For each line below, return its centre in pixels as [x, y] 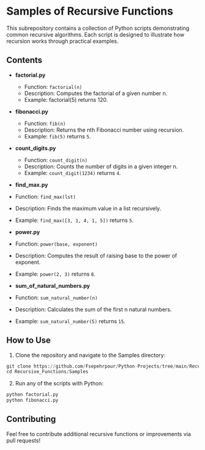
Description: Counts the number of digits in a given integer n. [101, 166]
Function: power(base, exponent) [56, 244]
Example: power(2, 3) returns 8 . [55, 274]
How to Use [29, 341]
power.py [27, 232]
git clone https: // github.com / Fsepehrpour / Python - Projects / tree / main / [98, 366]
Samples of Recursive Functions [90, 11]
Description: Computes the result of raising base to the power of [96, 255]
